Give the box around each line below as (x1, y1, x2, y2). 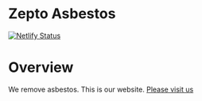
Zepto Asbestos (8, 5, 116, 23)
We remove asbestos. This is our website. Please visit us (8, 84, 194, 94)
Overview (8, 58, 74, 77)
